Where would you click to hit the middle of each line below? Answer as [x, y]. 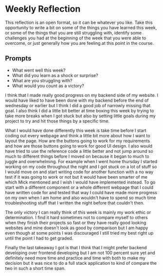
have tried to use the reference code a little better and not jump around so [79, 151]
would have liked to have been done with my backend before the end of [77, 100]
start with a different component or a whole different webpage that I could [79, 187]
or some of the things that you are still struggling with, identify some [73, 33]
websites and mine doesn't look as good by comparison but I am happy [77, 228]
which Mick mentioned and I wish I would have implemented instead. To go [80, 182]
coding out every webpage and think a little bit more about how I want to [78, 135]
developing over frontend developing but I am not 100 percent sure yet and [80, 253]
